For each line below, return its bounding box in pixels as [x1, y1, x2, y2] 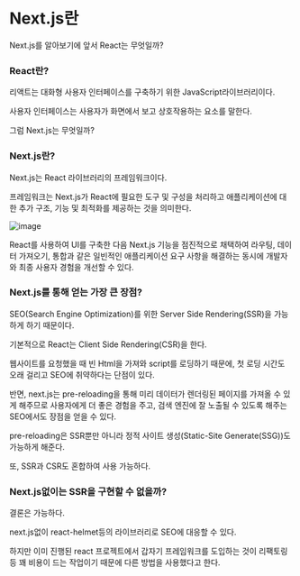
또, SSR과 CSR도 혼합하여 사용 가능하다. [9, 461, 151, 471]
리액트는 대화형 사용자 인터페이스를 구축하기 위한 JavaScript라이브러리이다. [9, 87, 276, 97]
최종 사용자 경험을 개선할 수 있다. [18, 261, 134, 272]
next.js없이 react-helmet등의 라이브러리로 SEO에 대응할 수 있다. [9, 526, 237, 537]
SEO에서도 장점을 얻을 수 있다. [9, 411, 117, 422]
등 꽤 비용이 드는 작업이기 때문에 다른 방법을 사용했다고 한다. [9, 557, 221, 568]
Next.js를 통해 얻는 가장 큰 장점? [9, 286, 142, 298]
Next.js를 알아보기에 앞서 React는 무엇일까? [9, 40, 164, 50]
